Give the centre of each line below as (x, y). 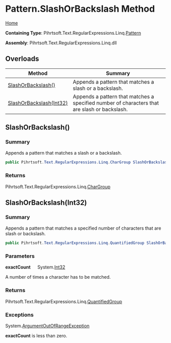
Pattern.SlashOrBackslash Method (80, 9)
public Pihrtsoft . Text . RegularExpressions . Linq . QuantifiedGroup (75, 243)
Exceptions (20, 314)
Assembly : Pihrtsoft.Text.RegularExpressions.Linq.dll (61, 43)
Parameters (20, 256)
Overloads (22, 59)
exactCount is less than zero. (36, 336)
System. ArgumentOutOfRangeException (48, 326)
